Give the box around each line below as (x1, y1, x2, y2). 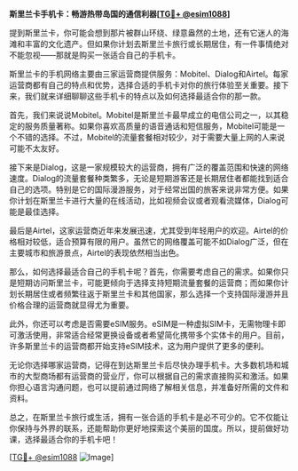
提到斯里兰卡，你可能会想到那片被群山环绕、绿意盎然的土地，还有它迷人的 (9, 28, 281, 38)
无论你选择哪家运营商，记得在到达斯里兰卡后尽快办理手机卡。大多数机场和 (9, 360, 281, 370)
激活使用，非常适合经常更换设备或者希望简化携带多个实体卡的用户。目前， (16, 330, 289, 340)
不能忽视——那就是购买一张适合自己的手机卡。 (9, 50, 180, 60)
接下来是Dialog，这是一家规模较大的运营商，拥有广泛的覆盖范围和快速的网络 (9, 162, 289, 172)
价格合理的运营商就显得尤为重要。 (9, 299, 134, 310)
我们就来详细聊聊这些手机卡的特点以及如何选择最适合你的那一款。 (24, 91, 266, 101)
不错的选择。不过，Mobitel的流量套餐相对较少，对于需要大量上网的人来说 (16, 132, 286, 142)
